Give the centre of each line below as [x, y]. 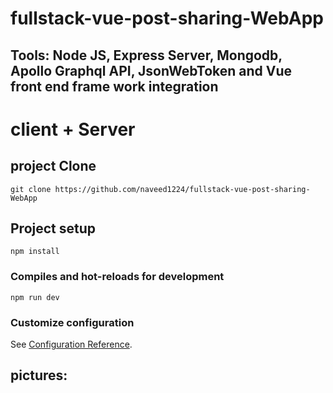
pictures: [39, 375]
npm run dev [35, 297]
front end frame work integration [114, 86]
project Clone [53, 166]
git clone [31, 189]
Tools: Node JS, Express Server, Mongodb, [146, 55]
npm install [35, 252]
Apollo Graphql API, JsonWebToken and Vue [151, 70]
